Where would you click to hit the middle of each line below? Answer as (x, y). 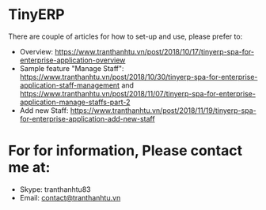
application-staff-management (70, 85)
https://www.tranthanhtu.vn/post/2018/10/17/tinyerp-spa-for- (155, 51)
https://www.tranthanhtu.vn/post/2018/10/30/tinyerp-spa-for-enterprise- (139, 77)
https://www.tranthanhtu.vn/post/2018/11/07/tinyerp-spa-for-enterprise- (137, 93)
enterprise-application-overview (72, 60)
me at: (29, 168)
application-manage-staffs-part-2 (75, 102)
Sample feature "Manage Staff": (72, 68)
